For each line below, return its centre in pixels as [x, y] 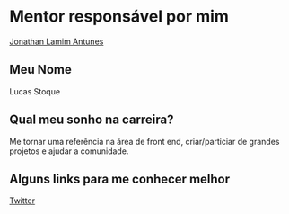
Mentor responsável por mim [119, 17]
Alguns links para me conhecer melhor [120, 178]
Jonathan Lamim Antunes [57, 41]
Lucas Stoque [35, 91]
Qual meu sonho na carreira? [92, 120]
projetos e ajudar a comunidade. [69, 151]
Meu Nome [40, 70]
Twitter [22, 201]
